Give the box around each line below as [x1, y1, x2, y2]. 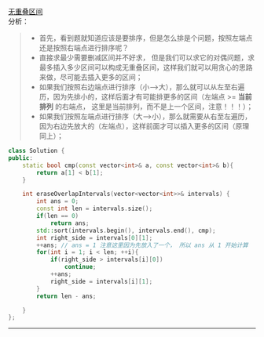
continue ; [64, 263, 97, 271]
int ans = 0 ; [36, 197, 79, 205]
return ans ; [49, 219, 90, 227]
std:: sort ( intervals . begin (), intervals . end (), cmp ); [36, 226, 216, 234]
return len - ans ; [36, 292, 97, 300]
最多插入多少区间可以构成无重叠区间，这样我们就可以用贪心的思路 [38, 63, 253, 72]
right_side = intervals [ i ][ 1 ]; [49, 277, 153, 285]
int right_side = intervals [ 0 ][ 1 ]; [36, 234, 153, 241]
